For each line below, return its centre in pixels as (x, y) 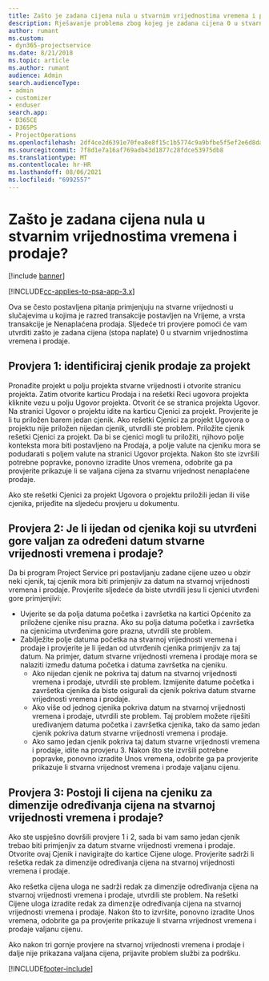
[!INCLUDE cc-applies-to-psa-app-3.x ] (72, 291)
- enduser (25, 105)
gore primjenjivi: (35, 598)
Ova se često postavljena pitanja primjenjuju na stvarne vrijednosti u (121, 306)
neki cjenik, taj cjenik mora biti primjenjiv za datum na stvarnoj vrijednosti (129, 582)
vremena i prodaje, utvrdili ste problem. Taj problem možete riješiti (141, 716)
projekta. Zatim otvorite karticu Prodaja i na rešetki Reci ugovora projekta (129, 394)
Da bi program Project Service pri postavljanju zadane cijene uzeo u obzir (129, 573)
